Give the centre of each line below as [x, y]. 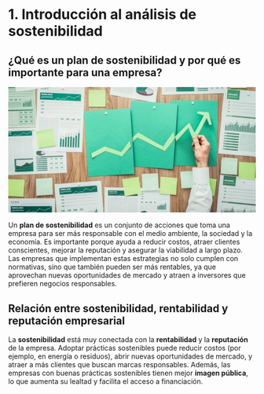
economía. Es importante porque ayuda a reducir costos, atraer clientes [124, 242]
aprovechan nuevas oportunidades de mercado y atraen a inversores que [127, 275]
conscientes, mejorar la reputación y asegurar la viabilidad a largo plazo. [126, 250]
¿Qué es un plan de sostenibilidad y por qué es [125, 60]
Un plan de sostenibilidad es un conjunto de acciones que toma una [119, 225]
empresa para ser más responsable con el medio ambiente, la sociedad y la [130, 234]
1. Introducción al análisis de [102, 15]
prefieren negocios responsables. [63, 284]
